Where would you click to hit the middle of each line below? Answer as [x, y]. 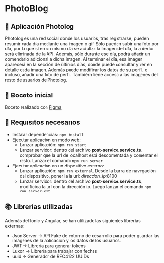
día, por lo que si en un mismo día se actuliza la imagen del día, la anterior [80, 49]
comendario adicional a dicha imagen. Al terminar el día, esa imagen [74, 59]
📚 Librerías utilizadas [39, 207]
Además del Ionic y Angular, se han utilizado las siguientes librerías [73, 221]
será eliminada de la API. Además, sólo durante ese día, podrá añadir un [78, 54]
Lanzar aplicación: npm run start [53, 144]
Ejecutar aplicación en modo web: [46, 140]
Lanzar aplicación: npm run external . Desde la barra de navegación [87, 171]
